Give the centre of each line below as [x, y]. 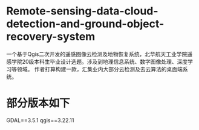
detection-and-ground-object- [85, 24]
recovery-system [51, 37]
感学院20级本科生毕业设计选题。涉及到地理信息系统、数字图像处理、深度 [97, 61]
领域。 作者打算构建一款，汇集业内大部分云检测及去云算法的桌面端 [99, 69]
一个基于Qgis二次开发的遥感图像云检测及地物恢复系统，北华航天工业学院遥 [99, 54]
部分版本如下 [38, 103]
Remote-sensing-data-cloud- [82, 11]
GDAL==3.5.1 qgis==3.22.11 [40, 120]
